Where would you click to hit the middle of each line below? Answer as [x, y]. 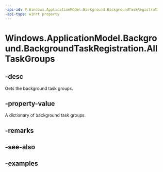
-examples [22, 163]
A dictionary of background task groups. [45, 115]
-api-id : [14, 9]
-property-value [30, 103]
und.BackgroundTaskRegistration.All [81, 48]
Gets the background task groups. [39, 88]
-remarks [19, 130]
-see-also [20, 147]
